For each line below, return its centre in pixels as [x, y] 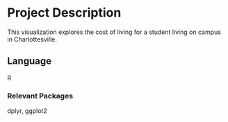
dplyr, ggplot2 [27, 111]
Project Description [64, 13]
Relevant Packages [40, 96]
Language [30, 61]
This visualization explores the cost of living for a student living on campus [114, 32]
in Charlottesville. [32, 39]
